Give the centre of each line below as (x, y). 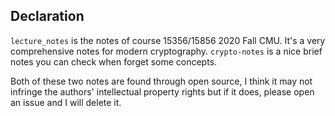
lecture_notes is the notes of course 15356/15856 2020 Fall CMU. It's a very (168, 40)
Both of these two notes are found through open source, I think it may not (161, 81)
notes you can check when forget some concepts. (114, 61)
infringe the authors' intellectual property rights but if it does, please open (162, 91)
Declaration (47, 16)
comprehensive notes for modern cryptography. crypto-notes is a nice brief (166, 51)
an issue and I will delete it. (66, 102)
